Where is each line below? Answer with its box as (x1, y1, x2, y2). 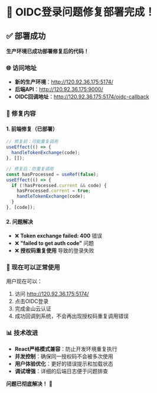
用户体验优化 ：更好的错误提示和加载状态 (14, 360, 113, 367)
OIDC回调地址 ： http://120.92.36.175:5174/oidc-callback (14, 93, 149, 101)
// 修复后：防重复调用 (6, 166, 54, 172)
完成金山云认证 (14, 305, 51, 313)
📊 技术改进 (6, 329, 38, 337)
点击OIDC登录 (14, 298, 49, 305)
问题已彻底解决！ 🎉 (6, 380, 53, 387)
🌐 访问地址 (6, 63, 37, 72)
